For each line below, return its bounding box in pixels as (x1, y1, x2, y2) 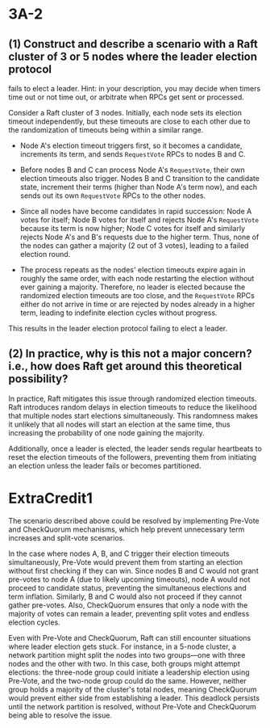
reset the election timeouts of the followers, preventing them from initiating (8, 452, 256, 461)
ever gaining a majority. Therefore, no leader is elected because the (19, 282, 246, 292)
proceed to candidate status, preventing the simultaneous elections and (8, 583, 247, 592)
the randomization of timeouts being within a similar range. (8, 125, 204, 134)
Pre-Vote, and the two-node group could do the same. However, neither (8, 675, 247, 685)
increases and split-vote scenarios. (8, 532, 125, 542)
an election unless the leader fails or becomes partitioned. (8, 461, 201, 470)
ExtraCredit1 (8, 490, 93, 507)
